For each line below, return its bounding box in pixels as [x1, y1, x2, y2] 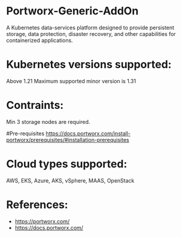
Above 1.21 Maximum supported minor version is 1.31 [6, 77, 136, 84]
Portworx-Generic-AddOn [6, 4, 139, 18]
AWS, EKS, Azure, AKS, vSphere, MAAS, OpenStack [6, 177, 135, 184]
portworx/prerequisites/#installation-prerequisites [6, 136, 130, 143]
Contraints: [6, 99, 64, 112]
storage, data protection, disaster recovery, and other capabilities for [6, 30, 176, 37]
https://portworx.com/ [14, 217, 70, 225]
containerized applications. [6, 37, 73, 44]
